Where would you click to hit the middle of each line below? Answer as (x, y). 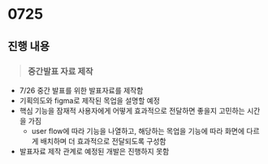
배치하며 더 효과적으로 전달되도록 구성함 (104, 141)
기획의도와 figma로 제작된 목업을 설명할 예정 (89, 100)
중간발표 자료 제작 (60, 71)
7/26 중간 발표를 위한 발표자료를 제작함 (81, 90)
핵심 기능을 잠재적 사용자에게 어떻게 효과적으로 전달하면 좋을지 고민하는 (132, 110)
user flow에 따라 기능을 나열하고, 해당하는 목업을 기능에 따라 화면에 (138, 131)
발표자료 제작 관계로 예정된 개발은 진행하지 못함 (94, 151)
